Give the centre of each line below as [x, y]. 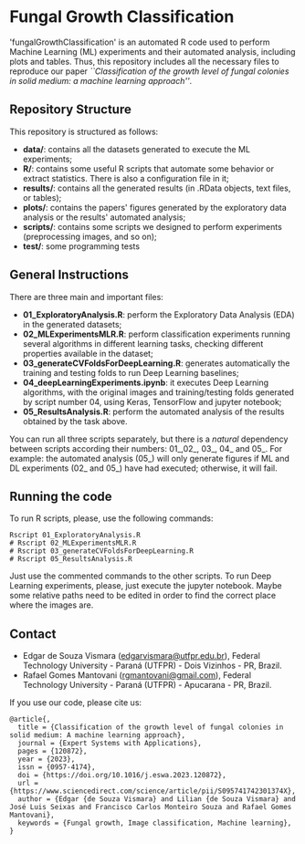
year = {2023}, [47, 759]
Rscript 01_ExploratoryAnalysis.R [75, 536]
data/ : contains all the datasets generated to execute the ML [137, 149]
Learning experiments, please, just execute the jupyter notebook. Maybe [146, 586]
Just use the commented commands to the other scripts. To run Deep [141, 576]
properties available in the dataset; [88, 353]
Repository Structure [71, 110]
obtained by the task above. [75, 421]
